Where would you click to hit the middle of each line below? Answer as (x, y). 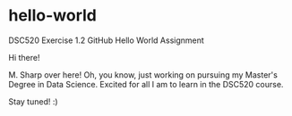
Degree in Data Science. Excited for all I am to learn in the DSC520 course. (146, 84)
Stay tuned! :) (34, 101)
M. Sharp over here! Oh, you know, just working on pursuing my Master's (143, 75)
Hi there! (24, 57)
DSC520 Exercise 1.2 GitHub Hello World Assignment (107, 40)
